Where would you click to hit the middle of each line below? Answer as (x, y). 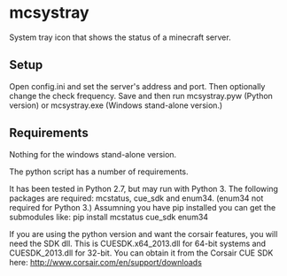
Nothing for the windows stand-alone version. (93, 154)
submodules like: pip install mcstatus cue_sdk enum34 (109, 217)
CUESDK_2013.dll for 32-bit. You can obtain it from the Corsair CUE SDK (141, 253)
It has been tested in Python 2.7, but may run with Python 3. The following (144, 188)
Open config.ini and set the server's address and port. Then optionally (137, 86)
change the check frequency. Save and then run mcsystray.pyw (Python (141, 96)
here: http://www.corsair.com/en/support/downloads (105, 262)
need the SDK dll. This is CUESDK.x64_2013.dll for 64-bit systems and (138, 243)
